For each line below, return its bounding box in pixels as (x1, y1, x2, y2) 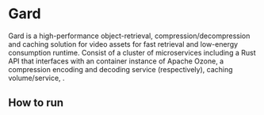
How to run (8, 96, 64, 109)
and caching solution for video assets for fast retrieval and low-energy (8, 39, 239, 48)
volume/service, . (8, 73, 65, 82)
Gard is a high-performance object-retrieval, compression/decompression (8, 31, 251, 40)
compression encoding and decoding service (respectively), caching (8, 64, 233, 74)
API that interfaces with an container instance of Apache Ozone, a (8, 56, 224, 66)
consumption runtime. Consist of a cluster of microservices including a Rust (8, 48, 256, 57)
